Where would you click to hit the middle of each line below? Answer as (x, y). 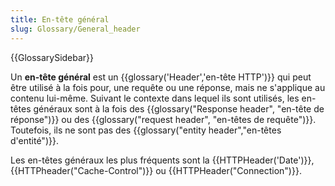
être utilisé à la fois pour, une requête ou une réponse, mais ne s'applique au (168, 87)
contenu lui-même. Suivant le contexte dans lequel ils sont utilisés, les (155, 98)
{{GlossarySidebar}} (52, 57)
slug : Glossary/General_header (75, 29)
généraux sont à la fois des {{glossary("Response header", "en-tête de (179, 108)
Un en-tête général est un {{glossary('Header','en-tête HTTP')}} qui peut (161, 77)
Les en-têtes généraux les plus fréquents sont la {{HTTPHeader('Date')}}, (162, 160)
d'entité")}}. (34, 140)
